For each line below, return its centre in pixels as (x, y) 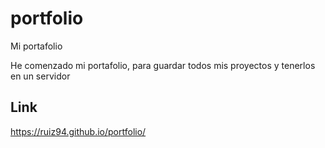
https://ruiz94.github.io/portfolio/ (78, 131)
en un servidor (40, 76)
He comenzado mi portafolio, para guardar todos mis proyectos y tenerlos (163, 65)
